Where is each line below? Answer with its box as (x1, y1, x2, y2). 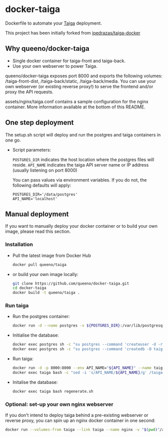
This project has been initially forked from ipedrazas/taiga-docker (5, 30, 141, 36)
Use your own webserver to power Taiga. (12, 63, 97, 69)
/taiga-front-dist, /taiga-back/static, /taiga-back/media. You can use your (5, 78, 156, 84)
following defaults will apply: (12, 182, 71, 188)
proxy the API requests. (5, 89, 53, 95)
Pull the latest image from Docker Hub (12, 252, 91, 258)
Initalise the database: (12, 379, 58, 385)
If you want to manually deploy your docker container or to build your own (5, 223, 158, 229)
